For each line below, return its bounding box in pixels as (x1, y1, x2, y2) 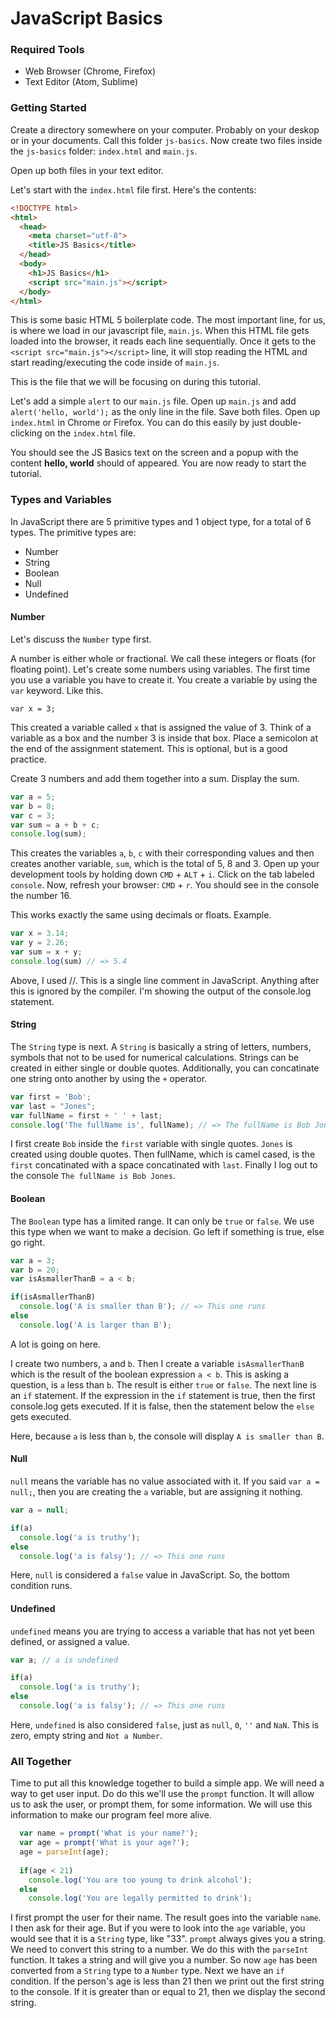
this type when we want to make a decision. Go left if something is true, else (10, 1225, 325, 1237)
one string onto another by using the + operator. (10, 1072, 208, 1084)
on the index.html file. (44, 427, 136, 439)
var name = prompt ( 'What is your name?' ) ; (19, 1828, 199, 1839)
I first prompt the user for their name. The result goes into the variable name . (10, 1912, 322, 1924)
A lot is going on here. (10, 1338, 102, 1350)
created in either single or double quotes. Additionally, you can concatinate (10, 1062, 320, 1074)
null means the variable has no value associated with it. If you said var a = (10, 1475, 320, 1487)
